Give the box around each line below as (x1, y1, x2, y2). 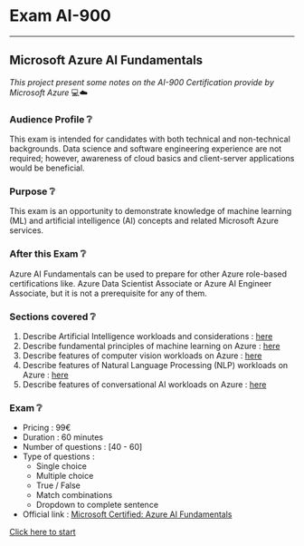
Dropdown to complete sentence (35, 500, 159, 511)
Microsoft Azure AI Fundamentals (9, 53, 204, 68)
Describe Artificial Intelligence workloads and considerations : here (22, 330, 273, 341)
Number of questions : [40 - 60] (22, 442, 143, 453)
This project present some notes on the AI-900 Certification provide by (9, 76, 274, 87)
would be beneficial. (9, 162, 85, 173)
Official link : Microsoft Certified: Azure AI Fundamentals (22, 509, 233, 520)
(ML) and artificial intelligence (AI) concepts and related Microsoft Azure (9, 215, 279, 227)
